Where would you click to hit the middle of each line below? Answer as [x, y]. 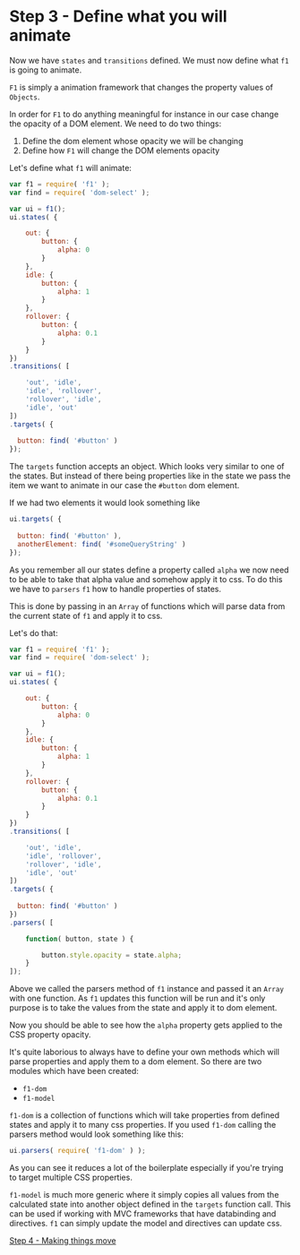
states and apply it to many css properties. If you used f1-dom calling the [143, 1125]
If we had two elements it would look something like [105, 503]
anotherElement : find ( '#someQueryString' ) [102, 544]
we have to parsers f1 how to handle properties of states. [116, 589]
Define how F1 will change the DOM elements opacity [121, 150]
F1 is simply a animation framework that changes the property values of [141, 87]
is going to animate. [46, 70]
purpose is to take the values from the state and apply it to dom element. [143, 1008]
